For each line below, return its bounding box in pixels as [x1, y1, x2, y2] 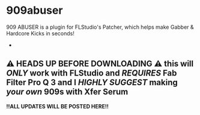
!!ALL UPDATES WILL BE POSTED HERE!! [6, 102, 109, 110]
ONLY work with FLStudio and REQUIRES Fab [6, 68, 177, 78]
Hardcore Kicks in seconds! [6, 29, 75, 37]
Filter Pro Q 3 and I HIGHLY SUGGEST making [6, 77, 178, 87]
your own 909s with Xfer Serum [6, 87, 129, 97]
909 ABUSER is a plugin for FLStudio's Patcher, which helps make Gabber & [6, 23, 194, 31]
